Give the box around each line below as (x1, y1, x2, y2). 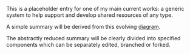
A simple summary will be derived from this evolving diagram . (6, 23, 161, 30)
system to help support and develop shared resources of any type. (6, 11, 173, 19)
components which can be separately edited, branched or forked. (6, 41, 171, 48)
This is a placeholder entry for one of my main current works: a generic (6, 5, 185, 12)
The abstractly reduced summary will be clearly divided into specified (6, 35, 181, 41)
